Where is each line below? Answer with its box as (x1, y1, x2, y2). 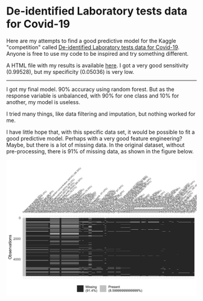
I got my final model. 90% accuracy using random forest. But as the (6, 85, 175, 93)
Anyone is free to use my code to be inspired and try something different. (6, 50, 189, 57)
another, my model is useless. (6, 98, 80, 105)
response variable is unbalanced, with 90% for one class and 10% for (6, 92, 179, 99)
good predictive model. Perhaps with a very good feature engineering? (6, 134, 182, 142)
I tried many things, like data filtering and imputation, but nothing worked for (6, 110, 196, 117)
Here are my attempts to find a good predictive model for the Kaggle (6, 37, 176, 44)
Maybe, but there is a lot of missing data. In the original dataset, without (6, 141, 185, 148)
